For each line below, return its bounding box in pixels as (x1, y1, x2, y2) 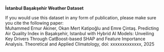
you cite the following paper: (5, 20, 64, 26)
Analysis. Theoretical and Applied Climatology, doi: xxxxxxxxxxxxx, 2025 (5, 41, 155, 47)
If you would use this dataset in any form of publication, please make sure (5, 15, 157, 20)
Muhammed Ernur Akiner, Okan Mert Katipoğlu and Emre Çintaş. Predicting (5, 25, 159, 31)
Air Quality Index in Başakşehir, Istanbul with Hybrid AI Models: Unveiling (5, 31, 154, 36)
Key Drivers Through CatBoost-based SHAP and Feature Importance (5, 36, 146, 42)
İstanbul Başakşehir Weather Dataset (5, 5, 84, 11)
